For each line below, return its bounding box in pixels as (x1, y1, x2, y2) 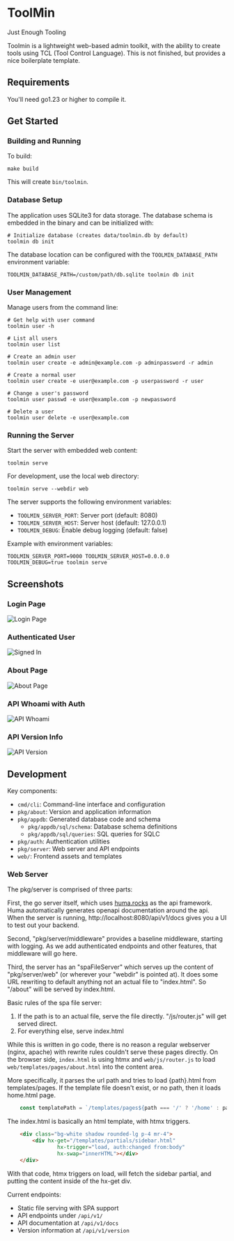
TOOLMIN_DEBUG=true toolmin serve (7, 559, 108, 566)
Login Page (7, 599, 47, 608)
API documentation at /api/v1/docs (17, 1219, 119, 1227)
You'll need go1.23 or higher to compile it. (7, 95, 127, 103)
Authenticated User (7, 632, 75, 642)
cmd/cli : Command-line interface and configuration (17, 800, 166, 808)
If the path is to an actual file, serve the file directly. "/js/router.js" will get (17, 1012, 227, 1021)
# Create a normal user (7, 372, 77, 379)
